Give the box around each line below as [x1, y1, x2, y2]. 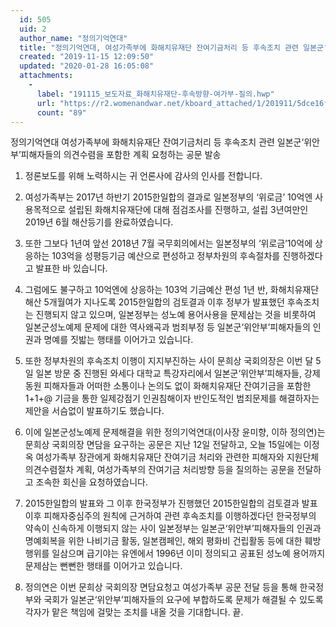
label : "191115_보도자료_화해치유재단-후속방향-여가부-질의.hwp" [36, 89, 275, 99]
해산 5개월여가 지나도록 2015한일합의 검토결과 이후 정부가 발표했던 [24, 296, 285, 308]
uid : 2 [19, 24, 47, 34]
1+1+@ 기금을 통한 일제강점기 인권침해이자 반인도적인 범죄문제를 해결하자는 [24, 392, 320, 405]
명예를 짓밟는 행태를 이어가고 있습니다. [43, 334, 194, 346]
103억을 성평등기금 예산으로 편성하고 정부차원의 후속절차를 [51, 250, 281, 262]
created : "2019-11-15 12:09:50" [19, 52, 155, 62]
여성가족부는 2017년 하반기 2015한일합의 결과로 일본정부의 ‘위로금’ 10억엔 [24, 191, 313, 203]
